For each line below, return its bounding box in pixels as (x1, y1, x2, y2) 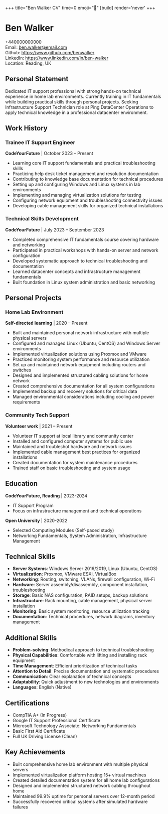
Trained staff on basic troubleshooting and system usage (12, 465, 131, 471)
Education (5, 479, 38, 488)
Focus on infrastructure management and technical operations (12, 507, 142, 514)
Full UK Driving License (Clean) (12, 733, 77, 739)
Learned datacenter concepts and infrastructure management (12, 268, 141, 275)
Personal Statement (5, 75, 69, 83)
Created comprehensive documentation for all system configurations (12, 383, 155, 389)
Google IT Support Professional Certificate (12, 717, 101, 723)
